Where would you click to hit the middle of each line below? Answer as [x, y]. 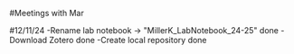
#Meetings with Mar [47, 13]
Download [28, 40]
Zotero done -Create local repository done [128, 40]
